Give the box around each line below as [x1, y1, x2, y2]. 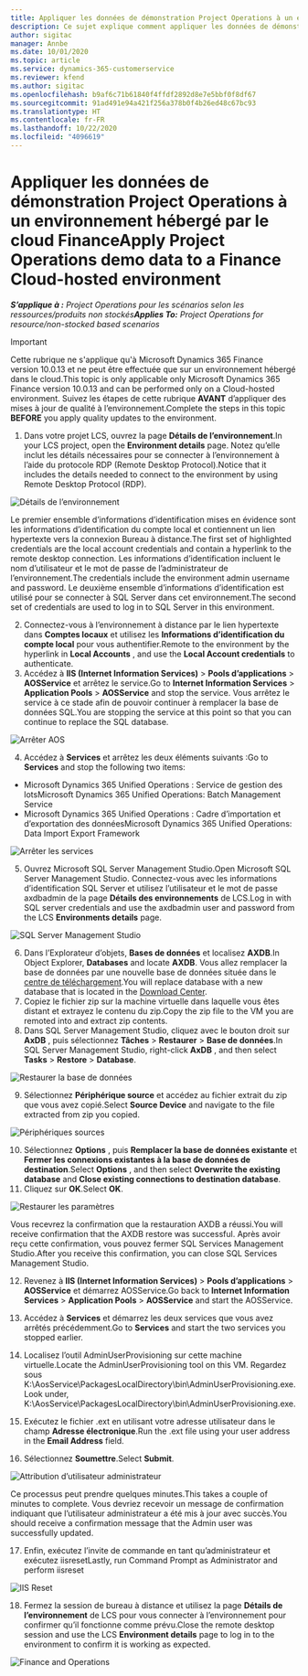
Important [10, 336, 48, 347]
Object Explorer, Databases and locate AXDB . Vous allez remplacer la [23, 956, 287, 967]
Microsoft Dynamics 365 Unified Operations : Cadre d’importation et [23, 808, 281, 819]
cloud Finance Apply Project [10, 230, 225, 251]
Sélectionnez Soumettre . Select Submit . [23, 1453, 175, 1464]
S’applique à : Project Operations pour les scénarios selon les [10, 299, 245, 310]
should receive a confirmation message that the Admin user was [10, 1517, 253, 1528]
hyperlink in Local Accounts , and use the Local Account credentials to [23, 648, 295, 659]
